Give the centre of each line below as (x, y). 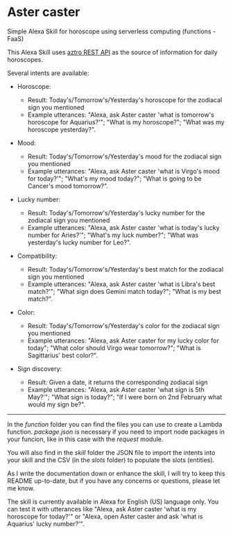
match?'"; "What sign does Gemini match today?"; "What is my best (124, 291)
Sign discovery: (40, 368)
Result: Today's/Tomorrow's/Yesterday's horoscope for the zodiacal (125, 100)
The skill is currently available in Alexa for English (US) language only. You (113, 502)
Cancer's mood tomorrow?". (68, 186)
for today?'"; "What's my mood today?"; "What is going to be (115, 179)
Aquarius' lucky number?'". (46, 524)
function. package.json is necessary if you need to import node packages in (116, 431)
